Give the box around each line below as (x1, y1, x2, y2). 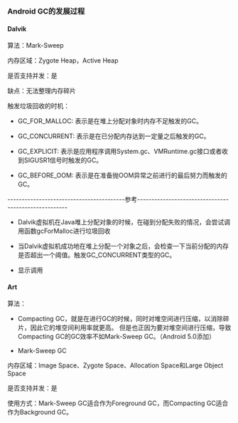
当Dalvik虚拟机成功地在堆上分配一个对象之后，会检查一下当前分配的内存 (17, 242, 229, 251)
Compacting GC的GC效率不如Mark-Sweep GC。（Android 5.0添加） (17, 333, 215, 341)
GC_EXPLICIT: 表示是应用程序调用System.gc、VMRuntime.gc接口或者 (17, 147, 222, 156)
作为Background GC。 (7, 408, 73, 417)
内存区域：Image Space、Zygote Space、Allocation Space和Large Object (7, 361, 224, 370)
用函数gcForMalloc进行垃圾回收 (17, 226, 111, 236)
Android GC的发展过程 (7, 6, 85, 16)
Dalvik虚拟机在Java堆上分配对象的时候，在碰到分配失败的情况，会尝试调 (17, 218, 231, 226)
